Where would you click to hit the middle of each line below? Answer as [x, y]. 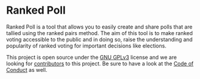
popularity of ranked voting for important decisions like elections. [86, 46]
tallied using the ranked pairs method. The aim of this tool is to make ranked [99, 33]
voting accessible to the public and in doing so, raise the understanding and [99, 39]
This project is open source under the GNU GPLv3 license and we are [92, 57]
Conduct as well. [27, 69]
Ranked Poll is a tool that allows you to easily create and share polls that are [99, 27]
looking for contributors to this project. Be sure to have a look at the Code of [100, 64]
